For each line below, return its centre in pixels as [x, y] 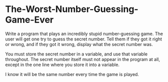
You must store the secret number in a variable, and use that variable [76, 54]
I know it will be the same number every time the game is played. [72, 74]
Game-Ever [29, 20]
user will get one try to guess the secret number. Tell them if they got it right [83, 39]
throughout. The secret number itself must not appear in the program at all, [83, 59]
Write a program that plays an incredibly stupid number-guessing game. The [84, 33]
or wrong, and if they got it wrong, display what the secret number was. [79, 44]
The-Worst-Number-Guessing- [72, 9]
